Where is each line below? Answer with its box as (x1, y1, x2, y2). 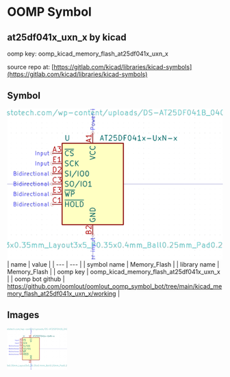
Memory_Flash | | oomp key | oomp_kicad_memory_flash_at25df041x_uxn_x (7, 267, 220, 276)
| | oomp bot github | (7, 275, 65, 283)
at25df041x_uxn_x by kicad (7, 32, 127, 43)
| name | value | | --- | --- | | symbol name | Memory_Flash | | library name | (7, 260, 220, 268)
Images (7, 309, 40, 321)
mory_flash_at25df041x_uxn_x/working (7, 289, 116, 297)
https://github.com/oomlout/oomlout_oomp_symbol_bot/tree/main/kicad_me (7, 282, 222, 290)
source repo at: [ (7, 63, 54, 71)
